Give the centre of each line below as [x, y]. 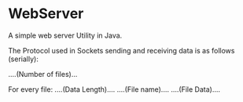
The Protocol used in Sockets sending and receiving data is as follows [121, 50]
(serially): [24, 59]
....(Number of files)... [43, 74]
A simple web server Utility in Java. [65, 35]
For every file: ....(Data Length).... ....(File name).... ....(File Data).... [114, 89]
